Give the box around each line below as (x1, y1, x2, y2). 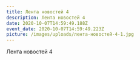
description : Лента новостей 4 (6, 15, 85, 21)
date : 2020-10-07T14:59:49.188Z (6, 20, 88, 26)
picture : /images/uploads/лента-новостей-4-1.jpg (6, 32, 135, 38)
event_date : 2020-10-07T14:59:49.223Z (6, 25, 104, 32)
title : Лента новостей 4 (6, 8, 69, 15)
